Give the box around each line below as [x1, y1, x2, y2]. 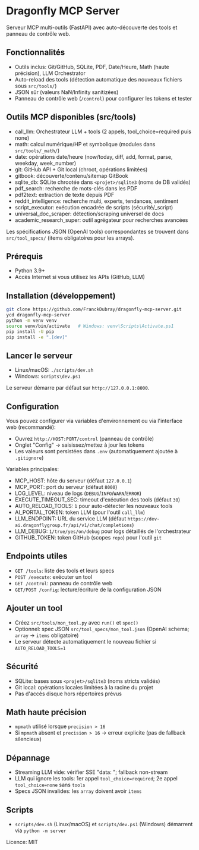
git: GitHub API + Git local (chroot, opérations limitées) [14, 165, 148, 173]
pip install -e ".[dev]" [6, 334, 68, 340]
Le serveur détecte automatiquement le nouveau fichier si [14, 638, 157, 645]
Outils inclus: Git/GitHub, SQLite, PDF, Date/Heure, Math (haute [14, 63, 169, 70]
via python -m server [14, 827, 67, 834]
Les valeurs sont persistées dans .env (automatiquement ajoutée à [14, 448, 178, 455]
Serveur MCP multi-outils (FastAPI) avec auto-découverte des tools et [6, 24, 178, 31]
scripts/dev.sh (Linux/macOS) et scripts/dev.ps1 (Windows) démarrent [14, 820, 193, 827]
